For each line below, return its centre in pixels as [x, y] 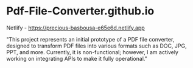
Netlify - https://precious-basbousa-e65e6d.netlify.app [75, 28]
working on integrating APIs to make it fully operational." [77, 58]
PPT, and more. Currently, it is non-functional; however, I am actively [92, 52]
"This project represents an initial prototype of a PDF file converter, [90, 39]
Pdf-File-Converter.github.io [80, 11]
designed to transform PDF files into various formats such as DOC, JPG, [96, 46]
